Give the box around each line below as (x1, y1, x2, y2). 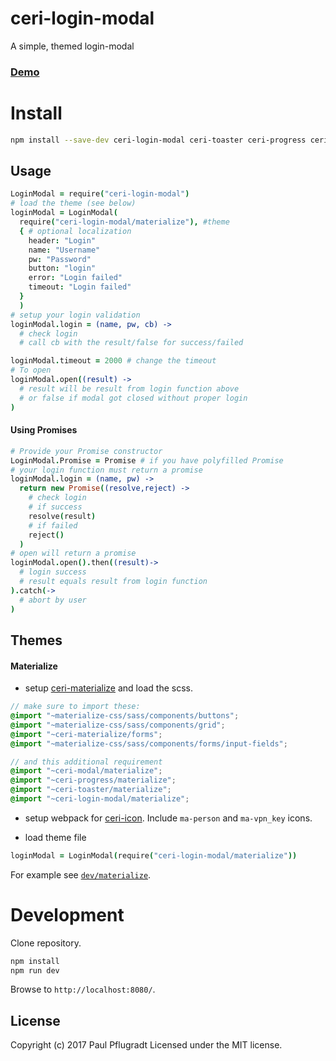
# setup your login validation (10, 310, 141, 320)
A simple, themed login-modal (10, 40, 135, 52)
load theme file (24, 831, 87, 843)
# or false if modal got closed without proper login (19, 393, 248, 403)
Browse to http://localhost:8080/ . (10, 983, 156, 996)
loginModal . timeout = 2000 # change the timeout (10, 356, 217, 366)
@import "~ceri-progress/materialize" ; (10, 775, 177, 786)
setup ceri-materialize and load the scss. (24, 682, 194, 694)
